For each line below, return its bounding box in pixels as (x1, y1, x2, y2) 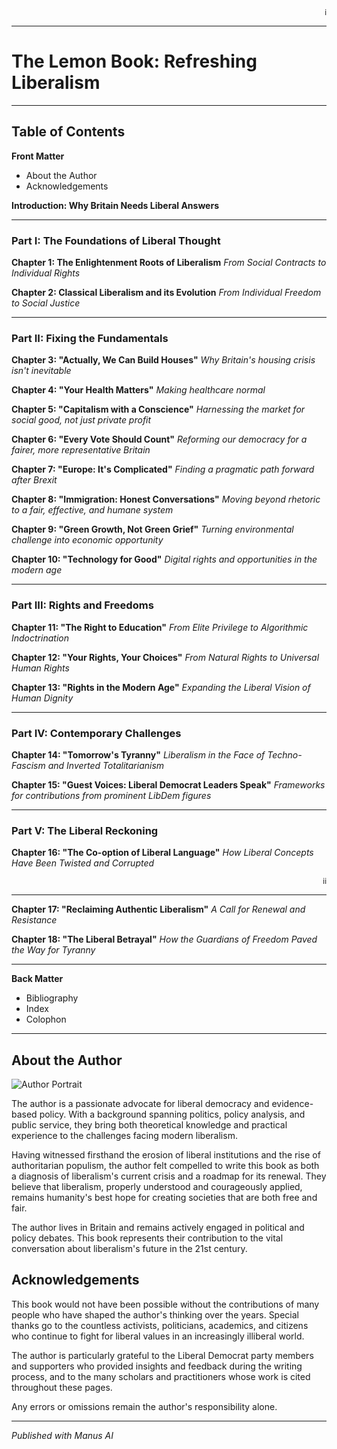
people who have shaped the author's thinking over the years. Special (11, 1308, 299, 1321)
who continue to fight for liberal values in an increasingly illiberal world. (11, 1330, 305, 1342)
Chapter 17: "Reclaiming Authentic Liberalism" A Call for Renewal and (11, 903, 306, 916)
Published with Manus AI (11, 1429, 114, 1441)
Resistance (11, 914, 58, 926)
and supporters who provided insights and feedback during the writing (11, 1360, 303, 1372)
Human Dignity (11, 692, 74, 704)
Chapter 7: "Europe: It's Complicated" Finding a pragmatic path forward (11, 463, 315, 476)
